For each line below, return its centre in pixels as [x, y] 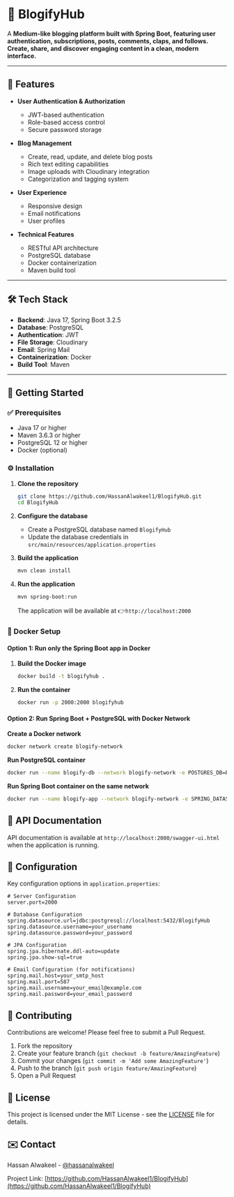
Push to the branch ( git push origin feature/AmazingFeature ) [107, 1069]
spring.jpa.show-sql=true [45, 957]
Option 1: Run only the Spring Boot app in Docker [79, 648]
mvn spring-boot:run [47, 597]
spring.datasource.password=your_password [70, 933]
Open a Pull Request [47, 1075]
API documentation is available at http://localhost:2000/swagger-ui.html [114, 837]
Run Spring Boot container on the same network [78, 786]
